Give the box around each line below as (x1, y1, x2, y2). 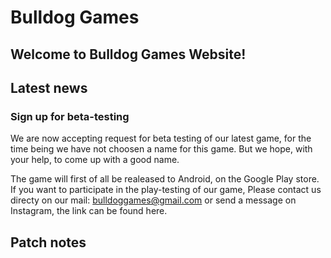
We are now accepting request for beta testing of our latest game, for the (10, 132, 312, 145)
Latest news (10, 79, 88, 96)
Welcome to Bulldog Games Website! (10, 46, 247, 63)
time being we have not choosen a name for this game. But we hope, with (10, 143, 313, 155)
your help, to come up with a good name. (10, 154, 180, 166)
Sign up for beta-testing (10, 109, 130, 123)
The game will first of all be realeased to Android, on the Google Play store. (10, 173, 320, 185)
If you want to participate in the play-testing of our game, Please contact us (10, 184, 322, 196)
